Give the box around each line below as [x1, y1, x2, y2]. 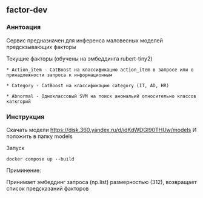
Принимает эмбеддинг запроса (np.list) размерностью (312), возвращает [6, 178, 197, 185]
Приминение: [6, 167, 41, 174]
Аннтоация [6, 23, 41, 31]
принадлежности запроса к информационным [6, 72, 113, 78]
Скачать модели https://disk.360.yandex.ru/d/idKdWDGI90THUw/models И [6, 126, 197, 133]
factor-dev [6, 5, 48, 15]
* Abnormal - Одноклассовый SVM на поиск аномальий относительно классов [6, 93, 197, 99]
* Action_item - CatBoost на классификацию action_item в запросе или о [6, 67, 194, 73]
